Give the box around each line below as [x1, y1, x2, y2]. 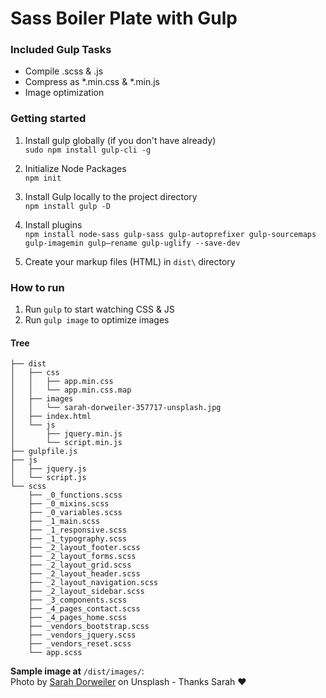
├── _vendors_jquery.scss [28, 630, 137, 641]
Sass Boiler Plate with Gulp [10, 7, 238, 30]
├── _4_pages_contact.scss [28, 604, 141, 614]
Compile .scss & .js [24, 65, 104, 77]
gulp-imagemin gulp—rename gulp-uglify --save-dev [24, 238, 241, 248]
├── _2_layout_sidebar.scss [28, 587, 145, 597]
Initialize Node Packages [24, 162, 127, 174]
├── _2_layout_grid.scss [28, 560, 132, 571]
